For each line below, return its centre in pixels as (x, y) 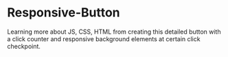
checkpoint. (24, 46)
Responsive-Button (64, 13)
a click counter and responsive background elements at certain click (104, 38)
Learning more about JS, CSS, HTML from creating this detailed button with (114, 32)
